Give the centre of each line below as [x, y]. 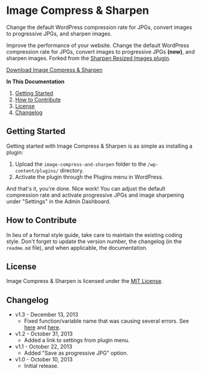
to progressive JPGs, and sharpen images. [59, 33]
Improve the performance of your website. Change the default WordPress [98, 45]
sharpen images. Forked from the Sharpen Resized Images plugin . [88, 58]
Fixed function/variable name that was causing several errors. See [106, 321]
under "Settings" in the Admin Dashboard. [59, 201]
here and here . [42, 328]
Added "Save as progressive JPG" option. [76, 353]
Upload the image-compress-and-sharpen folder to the [81, 164]
